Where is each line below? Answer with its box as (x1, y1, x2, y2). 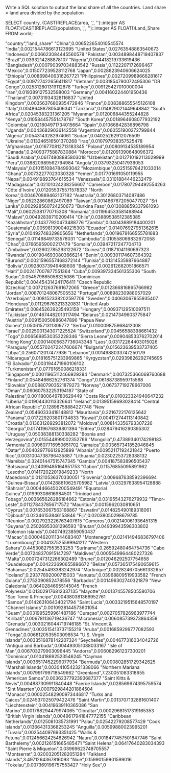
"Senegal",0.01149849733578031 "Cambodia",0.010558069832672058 (5, 236, 155, 241)
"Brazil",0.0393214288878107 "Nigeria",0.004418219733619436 (5, 57, 140, 63)
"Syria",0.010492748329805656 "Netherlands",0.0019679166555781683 (5, 230, 158, 236)
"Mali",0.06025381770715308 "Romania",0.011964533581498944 (5, 209, 143, 214)
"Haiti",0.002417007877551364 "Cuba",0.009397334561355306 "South (5, 268, 156, 274)
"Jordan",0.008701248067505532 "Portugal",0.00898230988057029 (5, 290, 152, 296)
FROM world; (5, 31, 33, 36)
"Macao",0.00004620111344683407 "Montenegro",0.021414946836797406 (5, 534, 165, 540)
